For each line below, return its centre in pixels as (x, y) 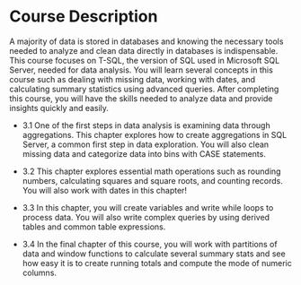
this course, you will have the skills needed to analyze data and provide (141, 98)
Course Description (84, 17)
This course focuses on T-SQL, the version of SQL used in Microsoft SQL (145, 60)
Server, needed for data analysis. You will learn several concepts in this (142, 70)
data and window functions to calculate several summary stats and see (154, 254)
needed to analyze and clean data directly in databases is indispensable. (144, 50)
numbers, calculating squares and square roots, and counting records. (152, 180)
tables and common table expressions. (94, 227)
